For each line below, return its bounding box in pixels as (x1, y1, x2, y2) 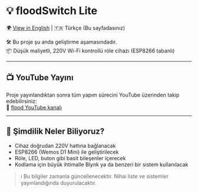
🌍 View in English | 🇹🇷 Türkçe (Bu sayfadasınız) (6, 24, 126, 31)
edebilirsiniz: (6, 97, 37, 104)
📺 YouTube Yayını (6, 72, 74, 83)
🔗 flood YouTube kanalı (6, 104, 62, 111)
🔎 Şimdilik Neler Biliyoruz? (6, 127, 105, 137)
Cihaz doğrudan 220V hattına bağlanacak (14, 142, 116, 149)
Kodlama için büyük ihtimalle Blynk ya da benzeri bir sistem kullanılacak (14, 161, 189, 168)
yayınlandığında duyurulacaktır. (20, 179, 97, 186)
